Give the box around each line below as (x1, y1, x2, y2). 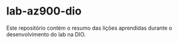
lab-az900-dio (6, 4, 82, 18)
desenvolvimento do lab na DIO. (6, 30, 86, 38)
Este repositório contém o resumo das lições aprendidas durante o (6, 24, 173, 31)
